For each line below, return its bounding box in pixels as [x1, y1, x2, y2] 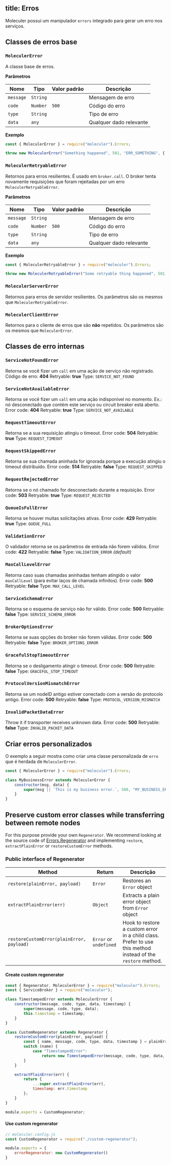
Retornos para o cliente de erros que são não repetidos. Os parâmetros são [5, 322, 164, 328]
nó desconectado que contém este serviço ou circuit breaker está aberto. [5, 402, 160, 408]
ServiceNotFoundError [5, 357, 59, 363]
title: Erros [5, 4, 39, 13]
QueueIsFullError [5, 505, 48, 510]
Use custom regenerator [5, 1121, 59, 1127]
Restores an [122, 877, 151, 885]
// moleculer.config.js [5, 1132, 56, 1137]
